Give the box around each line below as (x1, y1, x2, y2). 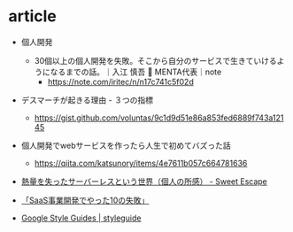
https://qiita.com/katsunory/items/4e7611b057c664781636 (34, 158, 248, 168)
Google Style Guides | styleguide (20, 213, 142, 223)
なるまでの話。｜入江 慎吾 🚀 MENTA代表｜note (50, 66, 222, 77)
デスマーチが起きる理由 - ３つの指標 (20, 95, 154, 105)
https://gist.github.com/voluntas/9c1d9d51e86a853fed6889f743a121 (34, 112, 284, 123)
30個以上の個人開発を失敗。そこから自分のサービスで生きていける (34, 55, 278, 66)
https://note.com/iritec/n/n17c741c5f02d (47, 76, 194, 87)
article (8, 6, 57, 27)
